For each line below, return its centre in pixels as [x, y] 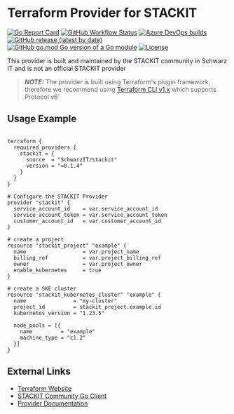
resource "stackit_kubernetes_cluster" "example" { [84, 295]
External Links [39, 372]
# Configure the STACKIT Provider [58, 196]
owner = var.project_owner [78, 264]
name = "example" [58, 331]
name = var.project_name [76, 252]
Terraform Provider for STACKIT [102, 13]
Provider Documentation [53, 403]
